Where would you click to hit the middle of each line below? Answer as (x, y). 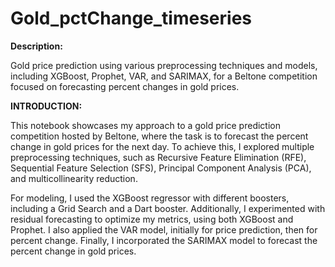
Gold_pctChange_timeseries (131, 18)
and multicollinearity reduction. (74, 178)
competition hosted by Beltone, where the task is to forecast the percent (159, 136)
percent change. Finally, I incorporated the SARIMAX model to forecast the (164, 240)
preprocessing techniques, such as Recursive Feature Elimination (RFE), (158, 157)
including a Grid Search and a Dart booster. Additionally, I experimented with (168, 208)
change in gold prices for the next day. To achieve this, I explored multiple (162, 146)
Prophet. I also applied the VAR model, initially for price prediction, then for (164, 229)
